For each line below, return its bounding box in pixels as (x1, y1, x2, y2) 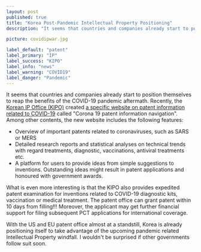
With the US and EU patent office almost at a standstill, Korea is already (6, 221, 182, 228)
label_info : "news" (6, 63, 55, 69)
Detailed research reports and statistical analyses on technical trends (14, 141, 186, 148)
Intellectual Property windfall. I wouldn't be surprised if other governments (6, 233, 190, 241)
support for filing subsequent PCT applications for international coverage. (6, 210, 188, 217)
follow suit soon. (6, 240, 47, 247)
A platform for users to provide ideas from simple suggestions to (14, 159, 175, 167)
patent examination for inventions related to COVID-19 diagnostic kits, (6, 190, 178, 198)
